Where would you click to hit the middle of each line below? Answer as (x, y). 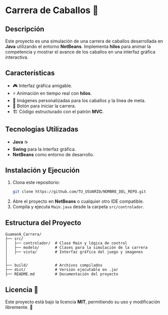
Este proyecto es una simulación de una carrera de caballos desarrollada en (84, 41)
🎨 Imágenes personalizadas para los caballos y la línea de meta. (79, 100)
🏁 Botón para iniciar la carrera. (44, 106)
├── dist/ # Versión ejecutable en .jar (62, 270)
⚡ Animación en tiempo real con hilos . (52, 93)
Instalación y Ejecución (42, 171)
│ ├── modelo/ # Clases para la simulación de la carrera (76, 248)
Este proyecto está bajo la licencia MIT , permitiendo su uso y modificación (83, 302)
